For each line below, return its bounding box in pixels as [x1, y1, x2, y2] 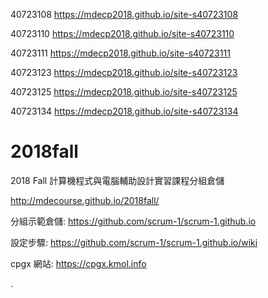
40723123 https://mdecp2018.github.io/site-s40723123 [10, 67, 238, 78]
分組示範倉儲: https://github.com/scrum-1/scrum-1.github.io [10, 215, 257, 227]
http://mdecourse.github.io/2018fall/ [10, 194, 160, 206]
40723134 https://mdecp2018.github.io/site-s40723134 [10, 105, 239, 117]
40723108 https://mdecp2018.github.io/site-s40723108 [10, 9, 239, 20]
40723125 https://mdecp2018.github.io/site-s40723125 [10, 86, 238, 98]
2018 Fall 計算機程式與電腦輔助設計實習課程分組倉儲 [10, 174, 225, 186]
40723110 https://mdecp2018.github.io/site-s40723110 [10, 28, 235, 39]
